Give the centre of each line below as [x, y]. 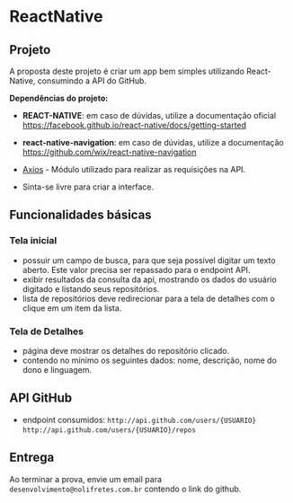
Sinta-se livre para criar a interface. [88, 187]
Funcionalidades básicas [80, 215]
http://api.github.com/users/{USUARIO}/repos [109, 430]
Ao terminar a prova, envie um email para [86, 479]
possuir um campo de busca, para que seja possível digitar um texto [149, 260]
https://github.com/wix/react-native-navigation [109, 152]
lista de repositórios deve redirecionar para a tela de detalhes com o [149, 298]
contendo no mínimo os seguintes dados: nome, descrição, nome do [149, 360]
